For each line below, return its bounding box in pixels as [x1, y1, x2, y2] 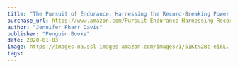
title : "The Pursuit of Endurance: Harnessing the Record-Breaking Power [7, 10, 230, 18]
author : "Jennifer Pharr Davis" [7, 23, 103, 30]
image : [7, 43, 27, 50]
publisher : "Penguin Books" [7, 30, 91, 38]
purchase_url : [7, 17, 50, 24]
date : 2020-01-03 [7, 37, 59, 44]
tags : [7, 50, 23, 57]
